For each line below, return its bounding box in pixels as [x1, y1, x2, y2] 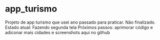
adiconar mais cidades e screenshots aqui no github [5, 29, 110, 35]
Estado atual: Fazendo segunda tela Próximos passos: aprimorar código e [5, 24, 153, 30]
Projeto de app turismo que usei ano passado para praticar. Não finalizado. [5, 19, 156, 25]
